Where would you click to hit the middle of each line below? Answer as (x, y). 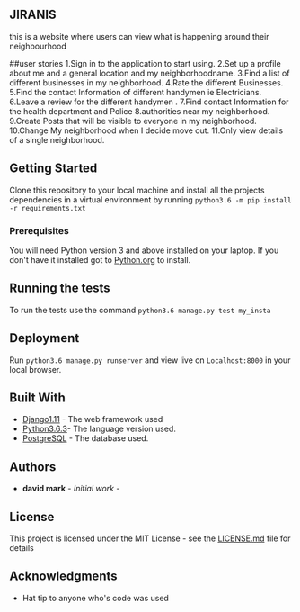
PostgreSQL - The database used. (85, 438)
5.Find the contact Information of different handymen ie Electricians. (136, 92)
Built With (37, 397)
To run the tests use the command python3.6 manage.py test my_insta (140, 310)
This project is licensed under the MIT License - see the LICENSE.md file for (150, 538)
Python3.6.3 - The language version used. (99, 429)
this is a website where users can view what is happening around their (139, 36)
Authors (33, 467)
